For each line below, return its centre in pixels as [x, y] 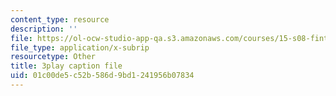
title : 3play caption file [66, 66]
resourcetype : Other [53, 57]
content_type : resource [60, 19]
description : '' [44, 29]
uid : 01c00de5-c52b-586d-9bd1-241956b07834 [102, 76]
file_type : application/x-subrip [80, 47]
